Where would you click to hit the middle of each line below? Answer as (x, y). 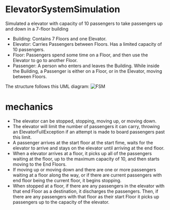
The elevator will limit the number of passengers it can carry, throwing (86, 126)
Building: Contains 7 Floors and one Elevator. (60, 39)
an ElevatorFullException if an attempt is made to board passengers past (89, 132)
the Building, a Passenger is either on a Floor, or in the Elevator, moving (87, 71)
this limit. (22, 137)
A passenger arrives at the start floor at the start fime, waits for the (83, 142)
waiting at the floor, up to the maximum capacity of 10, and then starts (86, 159)
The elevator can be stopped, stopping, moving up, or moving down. (84, 121)
